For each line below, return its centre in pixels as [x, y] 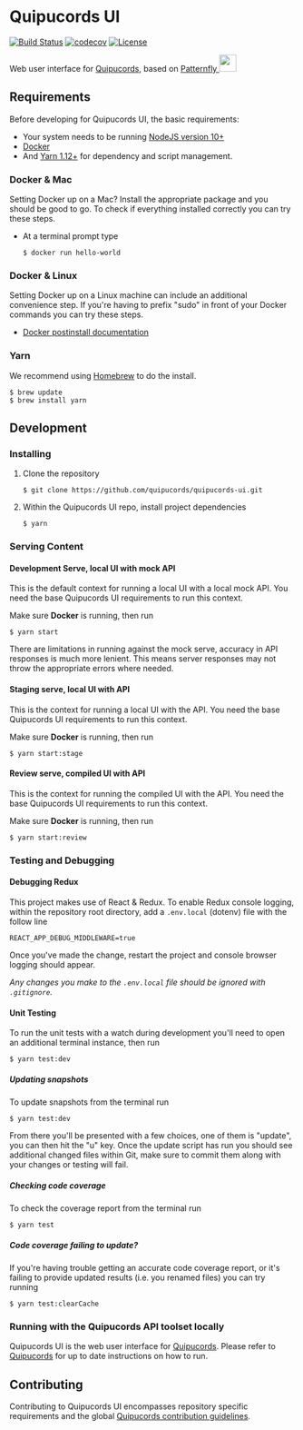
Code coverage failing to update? [74, 1245]
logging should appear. [52, 964]
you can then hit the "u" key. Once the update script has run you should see [151, 1146]
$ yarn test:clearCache [54, 1304]
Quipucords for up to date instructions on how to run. [109, 1356]
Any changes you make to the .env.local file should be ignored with [137, 982]
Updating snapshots [49, 1079]
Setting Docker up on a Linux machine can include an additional [128, 295]
